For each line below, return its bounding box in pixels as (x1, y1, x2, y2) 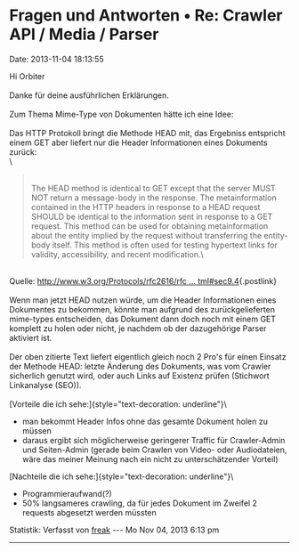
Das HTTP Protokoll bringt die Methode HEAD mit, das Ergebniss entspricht (9, 127, 287, 138)
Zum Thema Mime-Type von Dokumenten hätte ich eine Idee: (9, 109, 234, 119)
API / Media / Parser (9, 24, 159, 45)
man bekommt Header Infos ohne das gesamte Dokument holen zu (21, 416, 269, 426)
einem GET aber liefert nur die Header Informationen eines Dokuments (9, 137, 269, 148)
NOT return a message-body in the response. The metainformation (30, 192, 278, 203)
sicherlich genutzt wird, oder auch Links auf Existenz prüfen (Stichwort (9, 370, 270, 381)
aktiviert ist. (9, 332, 53, 343)
